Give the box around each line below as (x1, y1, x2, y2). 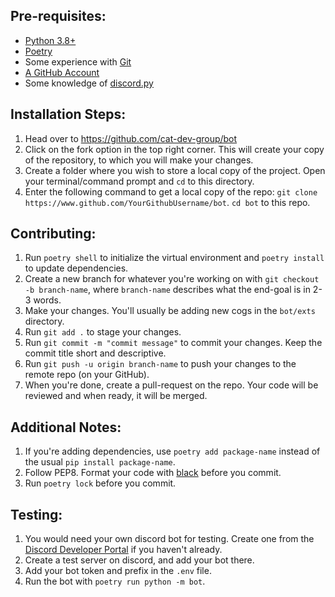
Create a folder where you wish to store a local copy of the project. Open (24, 164, 326, 176)
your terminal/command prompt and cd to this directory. (24, 175, 255, 187)
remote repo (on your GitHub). (24, 369, 150, 381)
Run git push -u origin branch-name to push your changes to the (24, 358, 297, 370)
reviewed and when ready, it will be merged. (24, 390, 208, 402)
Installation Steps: (10, 106, 127, 123)
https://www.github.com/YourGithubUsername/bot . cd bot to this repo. (24, 196, 311, 208)
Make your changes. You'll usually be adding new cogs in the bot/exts (24, 305, 316, 317)
